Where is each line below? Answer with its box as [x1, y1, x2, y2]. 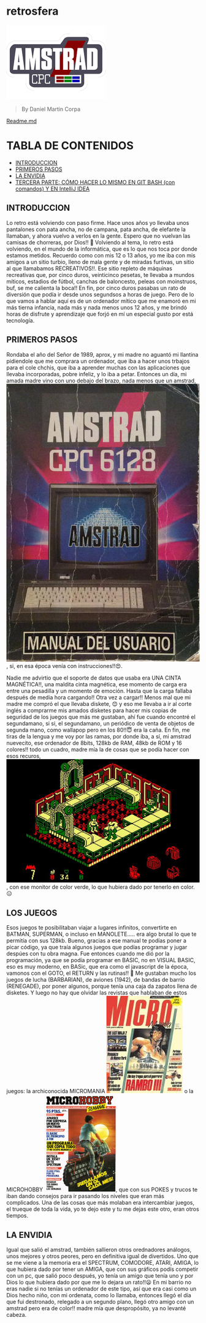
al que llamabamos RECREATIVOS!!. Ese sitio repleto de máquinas [6, 265, 173, 272]
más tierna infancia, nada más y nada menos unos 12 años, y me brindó [6, 303, 187, 311]
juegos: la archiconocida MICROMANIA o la [6, 1088, 194, 1095]
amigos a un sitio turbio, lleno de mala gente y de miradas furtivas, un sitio [6, 258, 194, 265]
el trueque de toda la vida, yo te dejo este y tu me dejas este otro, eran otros [6, 1205, 199, 1213]
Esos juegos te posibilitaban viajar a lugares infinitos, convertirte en [6, 924, 177, 931]
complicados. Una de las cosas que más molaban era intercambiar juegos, [6, 1199, 195, 1207]
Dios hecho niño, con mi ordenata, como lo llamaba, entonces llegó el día [6, 1292, 191, 1299]
